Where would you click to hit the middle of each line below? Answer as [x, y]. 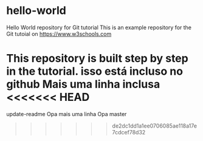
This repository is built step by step [97, 59]
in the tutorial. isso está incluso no [95, 71]
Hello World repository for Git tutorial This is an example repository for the [99, 27]
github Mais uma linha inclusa [83, 84]
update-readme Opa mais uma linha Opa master [67, 114]
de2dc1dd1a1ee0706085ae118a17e [155, 126]
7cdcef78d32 [129, 132]
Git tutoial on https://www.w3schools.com [59, 33]
